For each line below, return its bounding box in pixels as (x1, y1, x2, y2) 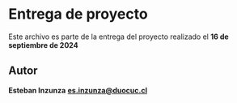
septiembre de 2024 (8, 40, 78, 49)
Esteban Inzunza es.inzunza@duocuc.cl (8, 85, 148, 95)
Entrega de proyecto (8, 5, 148, 24)
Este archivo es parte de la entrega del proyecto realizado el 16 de (8, 32, 229, 41)
